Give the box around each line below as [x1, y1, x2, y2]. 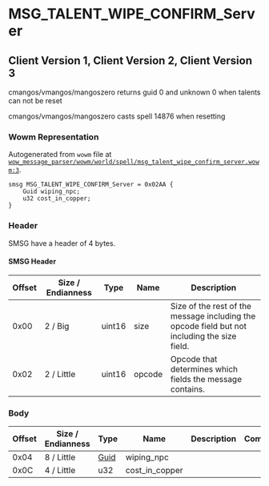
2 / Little [44, 368, 76, 380]
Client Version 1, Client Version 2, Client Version [8, 54, 252, 67]
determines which [171, 363, 239, 375]
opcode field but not [171, 320, 247, 331]
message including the [171, 310, 256, 321]
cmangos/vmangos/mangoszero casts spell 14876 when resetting [8, 111, 226, 121]
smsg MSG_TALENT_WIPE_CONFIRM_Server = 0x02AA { [8, 181, 174, 189]
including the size [171, 330, 237, 341]
